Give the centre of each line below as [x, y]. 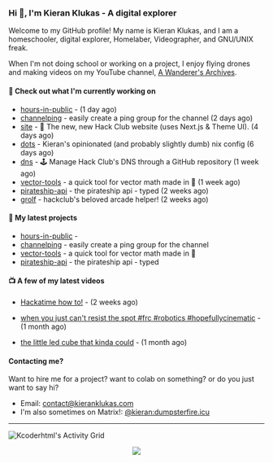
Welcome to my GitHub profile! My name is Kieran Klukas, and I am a [123, 31]
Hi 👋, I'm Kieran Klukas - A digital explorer [93, 13]
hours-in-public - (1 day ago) [69, 109]
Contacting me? [36, 360]
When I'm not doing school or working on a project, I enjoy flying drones [129, 63]
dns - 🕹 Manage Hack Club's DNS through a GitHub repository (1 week [139, 161]
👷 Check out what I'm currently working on [82, 91]
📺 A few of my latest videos [56, 281]
